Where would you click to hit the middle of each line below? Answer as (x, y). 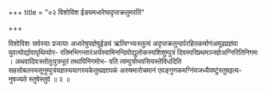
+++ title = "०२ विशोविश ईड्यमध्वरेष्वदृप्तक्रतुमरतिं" (77, 12)
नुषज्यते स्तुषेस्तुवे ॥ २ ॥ (39, 79)
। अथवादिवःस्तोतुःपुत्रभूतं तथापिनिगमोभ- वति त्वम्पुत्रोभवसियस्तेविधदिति (95, 61)
